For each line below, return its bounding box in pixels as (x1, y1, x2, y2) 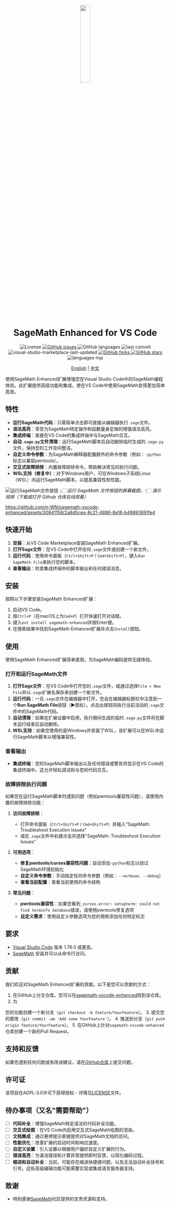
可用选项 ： (12, 849, 36, 855)
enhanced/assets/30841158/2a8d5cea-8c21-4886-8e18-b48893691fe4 (5, 509, 156, 516)
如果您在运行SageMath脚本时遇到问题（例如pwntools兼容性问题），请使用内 (5, 793, 164, 799)
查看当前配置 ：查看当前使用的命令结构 (20, 879, 100, 885)
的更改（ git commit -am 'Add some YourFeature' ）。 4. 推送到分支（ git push (5, 1015, 165, 1021)
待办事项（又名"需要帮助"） (5, 1106, 93, 1114)
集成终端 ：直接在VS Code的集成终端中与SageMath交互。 (12, 432, 133, 438)
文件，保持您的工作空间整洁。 (12, 445, 75, 451)
